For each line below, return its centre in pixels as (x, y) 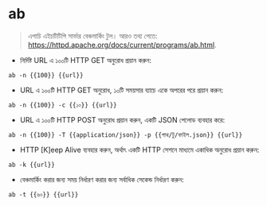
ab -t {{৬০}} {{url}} (43, 194)
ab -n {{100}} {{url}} (46, 75)
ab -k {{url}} (32, 165)
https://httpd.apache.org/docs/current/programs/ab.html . (122, 45)
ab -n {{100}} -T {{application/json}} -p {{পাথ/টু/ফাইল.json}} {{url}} (126, 135)
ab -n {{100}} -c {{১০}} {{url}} (63, 105)
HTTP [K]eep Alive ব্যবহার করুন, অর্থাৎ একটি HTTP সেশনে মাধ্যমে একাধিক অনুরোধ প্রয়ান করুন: (139, 150)
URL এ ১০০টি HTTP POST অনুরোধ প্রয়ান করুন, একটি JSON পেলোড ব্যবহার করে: (122, 119)
